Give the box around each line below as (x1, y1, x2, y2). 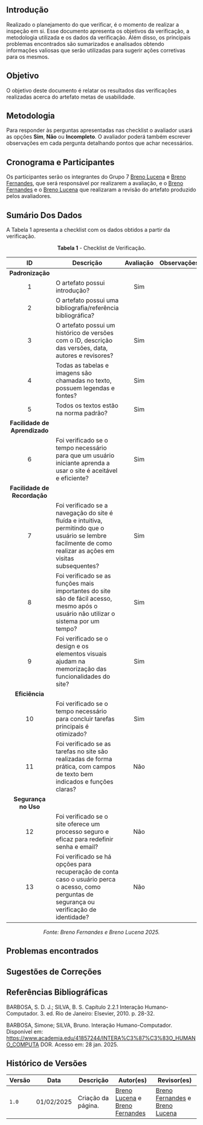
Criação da (77, 1094, 109, 1103)
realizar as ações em (55, 547, 115, 555)
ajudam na (55, 657, 86, 665)
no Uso (19, 802, 40, 811)
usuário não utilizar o (55, 610, 115, 618)
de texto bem (55, 770, 94, 779)
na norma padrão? (55, 409, 108, 417)
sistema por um (55, 617, 100, 625)
